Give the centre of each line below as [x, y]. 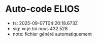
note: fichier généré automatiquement [52, 34]
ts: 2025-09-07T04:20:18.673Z [45, 23]
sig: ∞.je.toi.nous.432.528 [40, 28]
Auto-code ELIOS [42, 9]
